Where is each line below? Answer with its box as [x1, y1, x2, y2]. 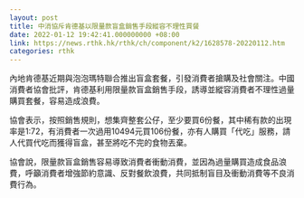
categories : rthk [9, 47, 75, 56]
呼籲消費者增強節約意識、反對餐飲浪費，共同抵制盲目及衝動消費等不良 [24, 168, 287, 179]
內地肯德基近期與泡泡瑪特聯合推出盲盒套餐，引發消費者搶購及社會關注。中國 [9, 73, 295, 84]
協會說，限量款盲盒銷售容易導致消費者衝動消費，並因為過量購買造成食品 [9, 156, 279, 167]
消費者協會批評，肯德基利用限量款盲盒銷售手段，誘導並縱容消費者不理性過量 [9, 84, 295, 95]
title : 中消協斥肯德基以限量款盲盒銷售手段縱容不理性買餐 [9, 22, 200, 31]
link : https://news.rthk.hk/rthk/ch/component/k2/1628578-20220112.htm [9, 38, 285, 48]
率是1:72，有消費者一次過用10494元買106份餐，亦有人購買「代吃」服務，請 [9, 126, 291, 137]
